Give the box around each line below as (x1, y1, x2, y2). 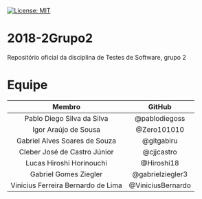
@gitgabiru (142, 136, 178, 145)
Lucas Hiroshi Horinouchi (25, 158, 108, 167)
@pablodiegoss (135, 113, 186, 123)
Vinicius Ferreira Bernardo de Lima (10, 180, 122, 190)
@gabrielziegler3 (132, 169, 188, 178)
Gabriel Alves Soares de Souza (16, 136, 117, 145)
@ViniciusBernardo (128, 180, 191, 190)
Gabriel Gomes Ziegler (30, 169, 103, 178)
